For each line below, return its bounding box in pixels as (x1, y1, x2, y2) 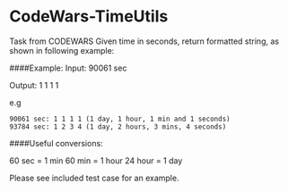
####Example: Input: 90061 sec (9, 63, 127, 73)
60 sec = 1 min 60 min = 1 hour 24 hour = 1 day (9, 154, 183, 166)
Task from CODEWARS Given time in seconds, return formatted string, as (9, 36, 280, 46)
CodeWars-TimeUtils (9, 6, 169, 27)
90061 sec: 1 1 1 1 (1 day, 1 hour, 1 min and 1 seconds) (9, 114, 231, 123)
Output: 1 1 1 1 (9, 79, 59, 90)
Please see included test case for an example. (9, 172, 179, 183)
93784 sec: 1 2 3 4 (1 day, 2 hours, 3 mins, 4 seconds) (9, 122, 227, 131)
